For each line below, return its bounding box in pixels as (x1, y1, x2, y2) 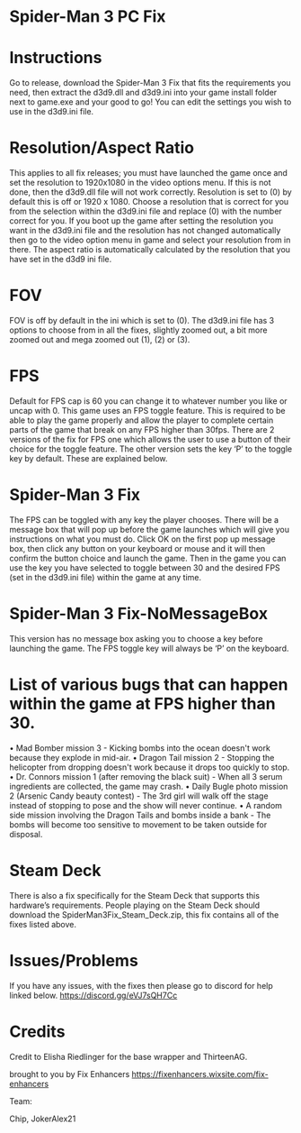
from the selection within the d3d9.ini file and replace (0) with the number (9, 206, 283, 217)
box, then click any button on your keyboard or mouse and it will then (9, 543, 266, 553)
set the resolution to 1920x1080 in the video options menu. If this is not (9, 178, 271, 188)
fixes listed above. (9, 918, 77, 929)
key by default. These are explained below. (9, 452, 168, 463)
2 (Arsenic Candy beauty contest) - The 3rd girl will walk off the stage (9, 790, 269, 801)
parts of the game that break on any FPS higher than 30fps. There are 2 (9, 424, 275, 434)
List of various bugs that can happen (9, 674, 288, 695)
